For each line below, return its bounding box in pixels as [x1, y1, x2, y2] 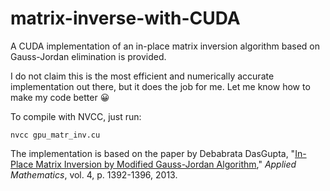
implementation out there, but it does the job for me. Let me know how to [10, 80, 311, 92]
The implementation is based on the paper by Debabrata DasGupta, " [10, 147, 296, 159]
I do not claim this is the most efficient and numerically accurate [10, 70, 275, 82]
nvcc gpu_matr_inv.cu [10, 130, 101, 140]
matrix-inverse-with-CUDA [10, 7, 241, 30]
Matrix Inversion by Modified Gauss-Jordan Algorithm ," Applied [35, 158, 297, 170]
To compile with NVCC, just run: [10, 110, 142, 122]
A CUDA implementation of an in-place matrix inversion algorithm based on [10, 40, 320, 52]
